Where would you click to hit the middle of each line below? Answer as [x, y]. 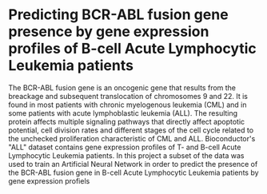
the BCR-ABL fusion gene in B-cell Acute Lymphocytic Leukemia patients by [133, 172]
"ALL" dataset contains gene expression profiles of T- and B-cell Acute [125, 147]
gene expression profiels [49, 180]
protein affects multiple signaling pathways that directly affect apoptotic [127, 121]
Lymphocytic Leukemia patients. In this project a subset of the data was [126, 155]
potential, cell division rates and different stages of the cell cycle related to [131, 130]
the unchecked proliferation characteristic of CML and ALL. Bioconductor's [132, 138]
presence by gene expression [109, 32]
